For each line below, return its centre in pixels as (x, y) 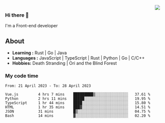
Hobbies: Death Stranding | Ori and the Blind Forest (64, 63)
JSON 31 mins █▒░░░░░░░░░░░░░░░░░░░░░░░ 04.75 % (78, 112)
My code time (22, 76)
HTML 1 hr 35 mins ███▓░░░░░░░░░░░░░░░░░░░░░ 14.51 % (78, 107)
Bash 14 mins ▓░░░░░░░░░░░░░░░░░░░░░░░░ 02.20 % (78, 116)
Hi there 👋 (17, 15)
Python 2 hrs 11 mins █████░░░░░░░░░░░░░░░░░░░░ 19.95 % (78, 99)
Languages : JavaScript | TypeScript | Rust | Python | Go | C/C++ (78, 58)
